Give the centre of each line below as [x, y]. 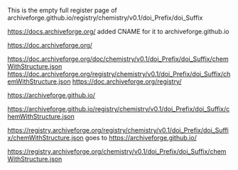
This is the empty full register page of [62, 10]
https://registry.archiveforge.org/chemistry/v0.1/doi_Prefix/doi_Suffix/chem [117, 151]
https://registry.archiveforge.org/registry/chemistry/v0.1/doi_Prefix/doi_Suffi [118, 130]
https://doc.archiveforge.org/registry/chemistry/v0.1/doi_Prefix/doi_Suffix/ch [119, 74]
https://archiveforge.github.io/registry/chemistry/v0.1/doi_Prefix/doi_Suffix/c [119, 109]
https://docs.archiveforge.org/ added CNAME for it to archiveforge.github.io [118, 32]
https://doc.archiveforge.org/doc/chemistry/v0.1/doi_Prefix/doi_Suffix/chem [118, 59]
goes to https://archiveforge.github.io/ [141, 138]
